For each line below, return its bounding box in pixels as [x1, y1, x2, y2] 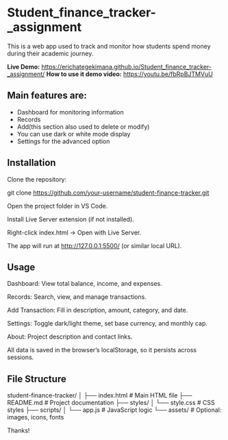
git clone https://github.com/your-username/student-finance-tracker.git [7, 188, 210, 197]
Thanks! [7, 426, 30, 435]
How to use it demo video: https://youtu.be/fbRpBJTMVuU [46, 70, 214, 78]
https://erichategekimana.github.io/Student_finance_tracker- [40, 62, 212, 71]
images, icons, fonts [7, 413, 64, 421]
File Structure [7, 373, 66, 384]
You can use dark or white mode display [16, 130, 131, 138]
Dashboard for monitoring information [16, 108, 125, 116]
